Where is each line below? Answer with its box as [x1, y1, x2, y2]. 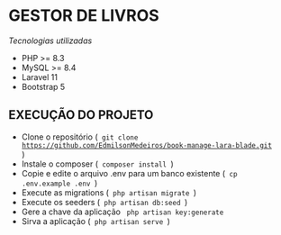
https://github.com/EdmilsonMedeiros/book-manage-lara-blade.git [21, 140, 272, 149]
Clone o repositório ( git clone [21, 131, 139, 142]
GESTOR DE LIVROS [8, 5, 159, 26]
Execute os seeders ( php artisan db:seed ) [21, 196, 188, 207]
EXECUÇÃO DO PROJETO [8, 107, 154, 122]
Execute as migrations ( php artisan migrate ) [21, 186, 197, 198]
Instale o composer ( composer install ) [21, 158, 175, 169]
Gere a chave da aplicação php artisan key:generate [21, 206, 224, 217]
